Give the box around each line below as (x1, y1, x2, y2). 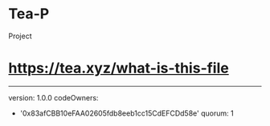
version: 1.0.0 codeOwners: (8, 93, 99, 102)
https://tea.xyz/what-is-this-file (8, 59, 229, 77)
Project (8, 31, 32, 41)
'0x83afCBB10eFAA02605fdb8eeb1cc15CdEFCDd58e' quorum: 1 (19, 108, 235, 118)
